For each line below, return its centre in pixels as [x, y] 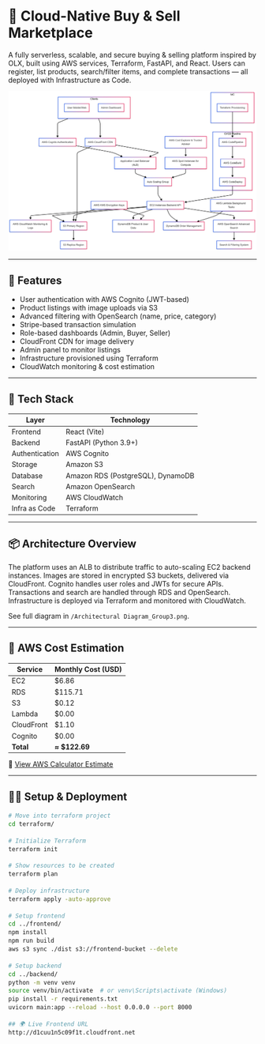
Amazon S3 [85, 465]
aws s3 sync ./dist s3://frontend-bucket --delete [93, 949]
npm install [28, 933]
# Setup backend [35, 966]
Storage [24, 465]
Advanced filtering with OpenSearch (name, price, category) [118, 316]
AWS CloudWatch [95, 498]
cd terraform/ [32, 824]
